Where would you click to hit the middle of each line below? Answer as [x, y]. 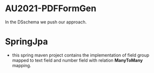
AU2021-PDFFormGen [51, 9]
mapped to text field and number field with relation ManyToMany [77, 60]
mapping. [22, 65]
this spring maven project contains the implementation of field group [81, 55]
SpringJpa [26, 42]
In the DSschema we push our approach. [46, 22]
